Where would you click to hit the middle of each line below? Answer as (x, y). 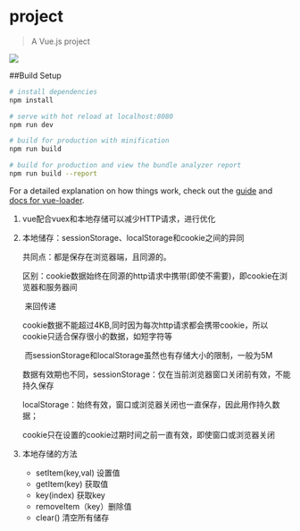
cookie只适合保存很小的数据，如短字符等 (97, 336)
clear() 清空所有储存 (72, 518)
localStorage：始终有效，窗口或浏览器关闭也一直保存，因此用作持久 (147, 404)
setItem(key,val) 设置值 (78, 473)
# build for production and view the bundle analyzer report (125, 166)
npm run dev (31, 124)
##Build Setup (36, 75)
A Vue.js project (61, 41)
